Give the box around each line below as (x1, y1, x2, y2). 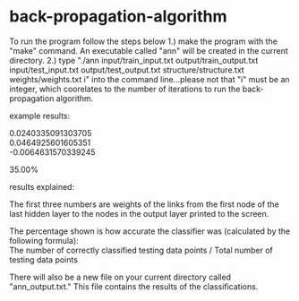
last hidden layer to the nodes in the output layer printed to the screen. (9, 208, 269, 219)
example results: (9, 110, 71, 121)
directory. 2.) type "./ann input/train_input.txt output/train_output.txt (9, 55, 259, 65)
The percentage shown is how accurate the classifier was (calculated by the (9, 226, 291, 236)
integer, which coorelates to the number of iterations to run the (9, 83, 241, 94)
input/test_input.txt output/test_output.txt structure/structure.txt (9, 64, 244, 75)
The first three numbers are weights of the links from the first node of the (9, 199, 279, 210)
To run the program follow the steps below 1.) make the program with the (9, 36, 278, 47)
